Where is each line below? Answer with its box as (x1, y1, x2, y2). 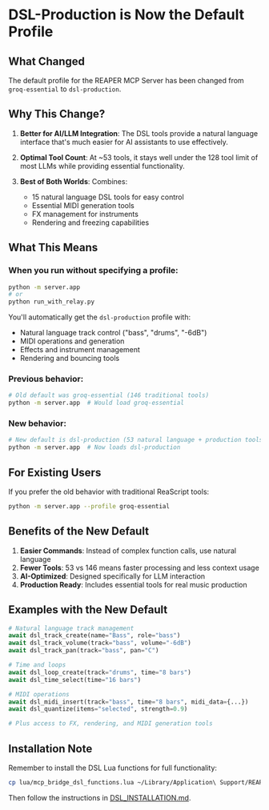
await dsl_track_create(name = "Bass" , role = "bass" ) (8, 632, 181, 640)
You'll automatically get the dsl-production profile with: (8, 312, 191, 322)
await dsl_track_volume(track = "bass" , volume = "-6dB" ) (8, 639, 192, 648)
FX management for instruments (31, 209, 139, 219)
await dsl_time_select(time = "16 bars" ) (8, 676, 142, 684)
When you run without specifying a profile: (8, 265, 179, 276)
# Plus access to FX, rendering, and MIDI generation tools (8, 720, 214, 728)
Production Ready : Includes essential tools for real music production (19, 579, 248, 589)
